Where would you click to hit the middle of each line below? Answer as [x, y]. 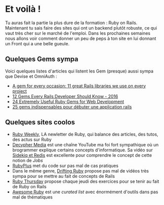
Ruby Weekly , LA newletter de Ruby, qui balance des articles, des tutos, [85, 134]
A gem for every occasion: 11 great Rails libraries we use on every [79, 86]
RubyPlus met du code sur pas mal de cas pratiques [65, 166]
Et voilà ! [23, 9]
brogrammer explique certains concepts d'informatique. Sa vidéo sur [82, 150]
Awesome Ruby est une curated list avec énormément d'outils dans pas [85, 192]
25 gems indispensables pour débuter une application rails [72, 106]
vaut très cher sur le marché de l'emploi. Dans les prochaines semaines [78, 33]
